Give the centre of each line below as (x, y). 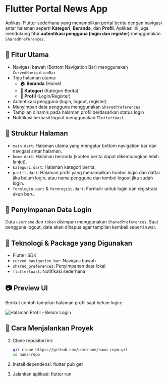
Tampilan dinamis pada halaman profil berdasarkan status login (78, 112)
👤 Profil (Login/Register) (45, 96)
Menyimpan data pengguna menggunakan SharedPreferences (76, 107)
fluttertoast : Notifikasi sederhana (49, 271)
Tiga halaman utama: (34, 78)
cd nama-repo (26, 354)
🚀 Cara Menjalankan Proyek (49, 328)
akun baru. (24, 194)
